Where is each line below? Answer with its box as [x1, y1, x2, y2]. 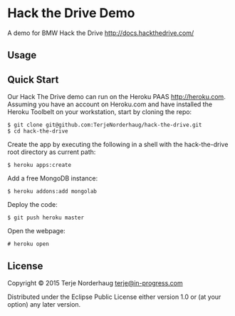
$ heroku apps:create [7, 162, 72, 169]
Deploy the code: [7, 200, 58, 209]
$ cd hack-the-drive [7, 128, 69, 135]
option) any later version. [7, 300, 80, 308]
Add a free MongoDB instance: [7, 174, 98, 183]
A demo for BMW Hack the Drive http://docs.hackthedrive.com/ [7, 29, 194, 37]
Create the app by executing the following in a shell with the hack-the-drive [7, 141, 229, 149]
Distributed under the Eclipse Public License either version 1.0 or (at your [7, 292, 221, 301]
